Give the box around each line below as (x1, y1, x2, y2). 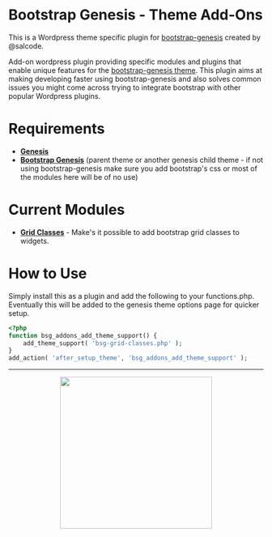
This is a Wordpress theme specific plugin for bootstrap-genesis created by (8, 32, 261, 42)
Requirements (8, 120, 105, 139)
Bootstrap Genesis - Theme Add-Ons (8, 6, 263, 24)
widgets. (19, 236, 49, 245)
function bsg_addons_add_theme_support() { (8, 331, 158, 339)
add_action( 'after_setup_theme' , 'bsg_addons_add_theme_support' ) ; (8, 354, 249, 362)
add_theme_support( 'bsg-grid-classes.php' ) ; (23, 339, 183, 347)
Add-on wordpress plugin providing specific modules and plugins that (8, 57, 241, 66)
